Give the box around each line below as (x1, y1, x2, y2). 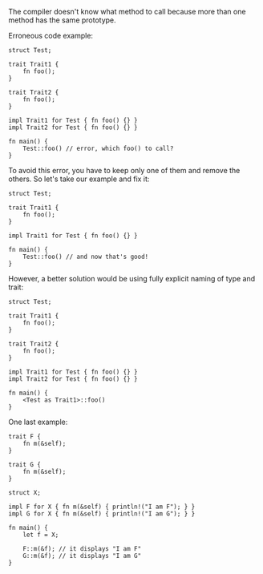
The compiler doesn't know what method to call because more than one (8, 7, 246, 16)
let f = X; (22, 531, 59, 539)
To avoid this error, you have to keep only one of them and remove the (8, 166, 241, 175)
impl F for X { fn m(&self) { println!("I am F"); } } (8, 503, 196, 511)
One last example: (8, 417, 68, 426)
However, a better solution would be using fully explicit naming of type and (8, 274, 256, 283)
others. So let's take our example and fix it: (8, 174, 150, 184)
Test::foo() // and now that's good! (22, 253, 149, 261)
